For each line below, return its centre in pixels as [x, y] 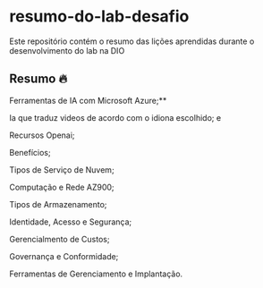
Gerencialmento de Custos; [59, 239]
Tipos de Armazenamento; [58, 204]
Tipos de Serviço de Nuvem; [62, 169]
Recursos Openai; [42, 135]
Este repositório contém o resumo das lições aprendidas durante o [132, 41]
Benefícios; [30, 152]
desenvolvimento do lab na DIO [67, 50]
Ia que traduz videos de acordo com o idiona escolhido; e [115, 117]
